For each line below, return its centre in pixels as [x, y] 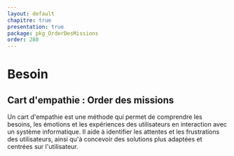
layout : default [31, 14]
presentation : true [36, 27]
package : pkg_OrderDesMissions [53, 33]
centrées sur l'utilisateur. [43, 147]
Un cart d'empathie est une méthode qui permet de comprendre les [105, 117]
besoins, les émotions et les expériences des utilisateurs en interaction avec [117, 125]
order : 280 [23, 40]
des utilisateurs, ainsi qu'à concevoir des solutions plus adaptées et [105, 139]
